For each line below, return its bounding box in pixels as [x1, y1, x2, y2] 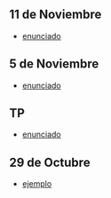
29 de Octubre [9, 154, 91, 170]
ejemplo [21, 178, 52, 189]
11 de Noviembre [9, 7, 102, 22]
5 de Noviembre [9, 57, 99, 72]
